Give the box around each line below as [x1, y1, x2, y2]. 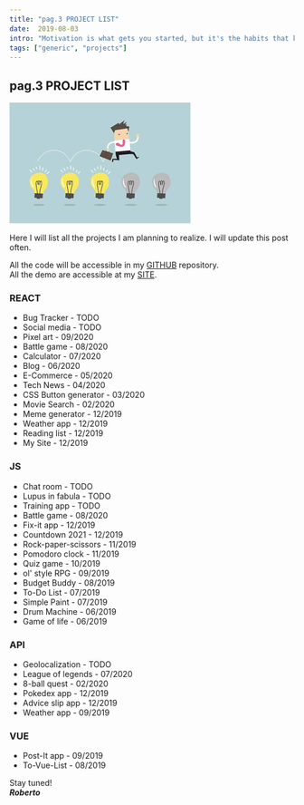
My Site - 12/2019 [22, 438, 89, 449]
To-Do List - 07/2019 [22, 587, 100, 597]
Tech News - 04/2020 [22, 380, 106, 391]
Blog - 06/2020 [22, 361, 81, 372]
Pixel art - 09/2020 [22, 332, 94, 343]
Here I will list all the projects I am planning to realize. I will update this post [9, 232, 289, 244]
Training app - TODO [22, 499, 101, 511]
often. [9, 242, 32, 253]
